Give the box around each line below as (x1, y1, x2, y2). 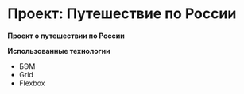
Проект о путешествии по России (7, 31, 125, 40)
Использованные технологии (7, 46, 110, 55)
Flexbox (18, 78, 45, 88)
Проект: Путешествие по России (7, 5, 237, 23)
